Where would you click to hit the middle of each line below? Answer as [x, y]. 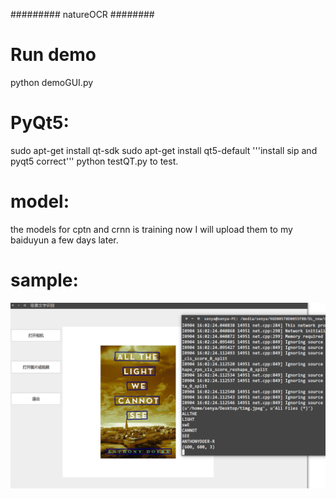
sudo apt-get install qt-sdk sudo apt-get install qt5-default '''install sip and [164, 150]
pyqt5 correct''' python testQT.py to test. [94, 161]
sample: [44, 280]
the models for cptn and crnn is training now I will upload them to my [151, 229]
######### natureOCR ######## [82, 14]
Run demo [53, 55]
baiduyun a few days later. [64, 240]
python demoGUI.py [52, 82]
